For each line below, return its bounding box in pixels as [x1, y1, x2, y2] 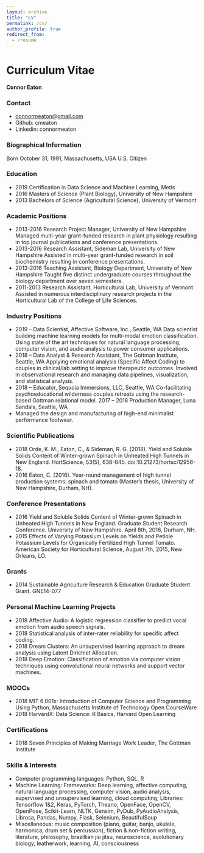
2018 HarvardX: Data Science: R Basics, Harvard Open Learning [15, 710, 176, 717]
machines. [15, 668, 41, 676]
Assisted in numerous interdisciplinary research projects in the [15, 290, 172, 298]
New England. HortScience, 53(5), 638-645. [15, 458, 127, 466]
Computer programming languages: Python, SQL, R [15, 774, 144, 782]
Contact [6, 99, 31, 107]
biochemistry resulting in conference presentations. [15, 258, 145, 265]
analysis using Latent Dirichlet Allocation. [15, 649, 119, 656]
